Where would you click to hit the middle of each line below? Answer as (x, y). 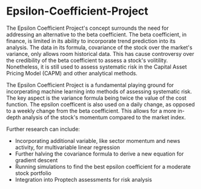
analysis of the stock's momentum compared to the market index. (104, 117)
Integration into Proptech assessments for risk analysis (84, 179)
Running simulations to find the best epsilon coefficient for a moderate (103, 167)
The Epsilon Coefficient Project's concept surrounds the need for (87, 28)
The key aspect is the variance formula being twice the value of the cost (96, 98)
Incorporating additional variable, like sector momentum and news (97, 140)
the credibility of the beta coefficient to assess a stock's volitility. (87, 60)
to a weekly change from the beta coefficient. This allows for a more (91, 111)
